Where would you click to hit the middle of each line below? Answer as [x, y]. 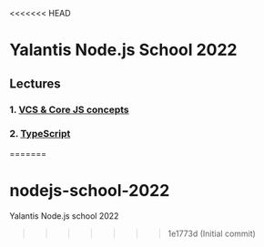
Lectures [35, 83]
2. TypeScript [40, 134]
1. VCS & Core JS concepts [69, 109]
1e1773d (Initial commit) [212, 233]
